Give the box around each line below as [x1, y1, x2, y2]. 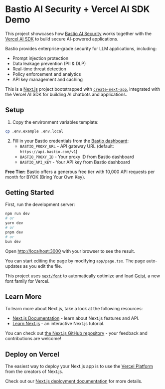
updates [5, 263, 22, 269]
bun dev [5, 239, 21, 244]
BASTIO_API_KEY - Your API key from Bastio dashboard [19, 159, 131, 165]
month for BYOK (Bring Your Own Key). [5, 174, 86, 180]
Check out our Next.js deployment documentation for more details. [5, 378, 143, 385]
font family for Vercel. [5, 278, 50, 284]
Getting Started [5, 189, 54, 197]
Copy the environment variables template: [12, 119, 99, 125]
